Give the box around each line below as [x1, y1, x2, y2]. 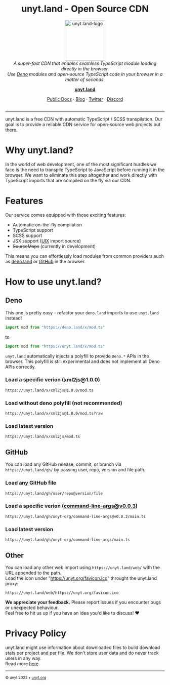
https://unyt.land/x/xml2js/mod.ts [5, 434, 80, 439]
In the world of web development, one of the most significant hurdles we [5, 161, 157, 167]
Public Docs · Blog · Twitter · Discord [47, 96, 123, 102]
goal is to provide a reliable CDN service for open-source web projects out [5, 121, 161, 127]
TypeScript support [12, 227, 53, 233]
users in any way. [5, 655, 42, 661]
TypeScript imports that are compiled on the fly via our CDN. [5, 177, 132, 183]
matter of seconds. [65, 76, 105, 83]
